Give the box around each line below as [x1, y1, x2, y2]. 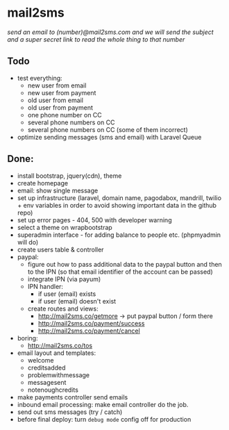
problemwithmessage [27, 370, 90, 379]
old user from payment [27, 103, 94, 112]
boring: [17, 333, 38, 342]
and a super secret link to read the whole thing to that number [7, 35, 185, 43]
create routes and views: [27, 304, 99, 313]
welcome [27, 356, 54, 364]
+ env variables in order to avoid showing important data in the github [17, 201, 217, 209]
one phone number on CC [27, 110, 102, 119]
